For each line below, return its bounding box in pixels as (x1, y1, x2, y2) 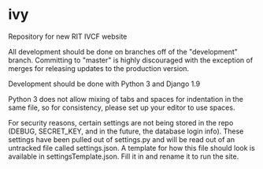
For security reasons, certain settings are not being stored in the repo (8, 118, 234, 127)
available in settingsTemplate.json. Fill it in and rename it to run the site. (8, 152, 239, 161)
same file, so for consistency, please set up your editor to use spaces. (8, 103, 235, 112)
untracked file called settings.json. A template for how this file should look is (8, 143, 256, 152)
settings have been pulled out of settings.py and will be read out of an (8, 134, 235, 144)
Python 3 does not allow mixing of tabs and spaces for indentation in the (8, 94, 244, 103)
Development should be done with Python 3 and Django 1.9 (8, 79, 201, 88)
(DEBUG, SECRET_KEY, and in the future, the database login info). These (8, 126, 244, 136)
